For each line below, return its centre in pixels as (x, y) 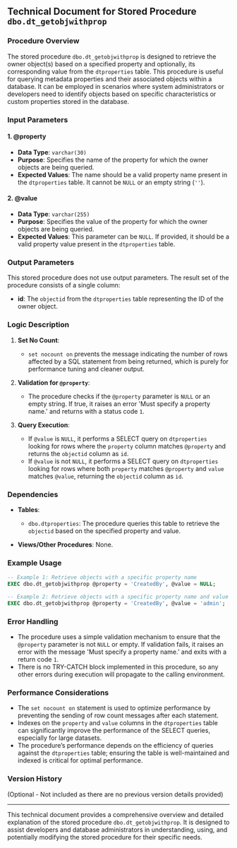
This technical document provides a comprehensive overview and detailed (116, 814)
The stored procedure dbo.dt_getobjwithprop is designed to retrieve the (112, 56)
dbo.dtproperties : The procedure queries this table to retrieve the (124, 523)
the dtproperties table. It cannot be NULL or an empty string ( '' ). (111, 182)
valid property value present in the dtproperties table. (96, 244)
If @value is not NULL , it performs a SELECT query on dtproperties (123, 461)
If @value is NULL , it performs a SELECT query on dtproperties (117, 438)
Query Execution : (44, 425)
